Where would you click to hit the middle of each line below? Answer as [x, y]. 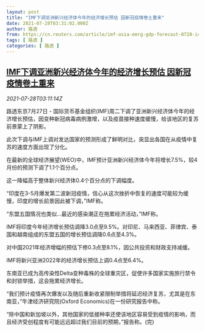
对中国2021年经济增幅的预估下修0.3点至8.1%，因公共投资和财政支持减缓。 [100, 247]
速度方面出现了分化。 [44, 147]
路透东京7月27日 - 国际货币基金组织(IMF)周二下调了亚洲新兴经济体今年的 [98, 111]
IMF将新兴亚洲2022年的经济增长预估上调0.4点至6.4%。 [77, 260]
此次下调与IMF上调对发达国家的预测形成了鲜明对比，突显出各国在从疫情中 [99, 139]
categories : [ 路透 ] [33, 46]
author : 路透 [22, 29]
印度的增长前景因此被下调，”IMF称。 [62, 201]
